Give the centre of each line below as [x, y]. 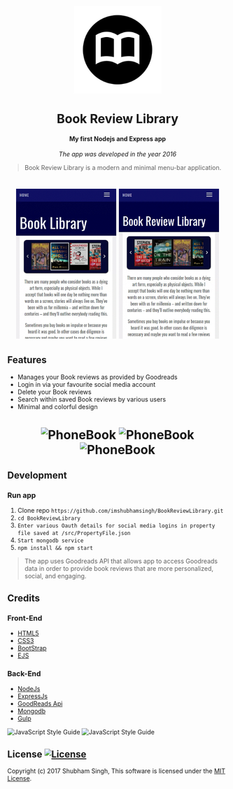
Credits [24, 598]
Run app [22, 495]
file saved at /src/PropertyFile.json [74, 534]
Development [37, 475]
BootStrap [32, 648]
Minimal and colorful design [57, 406]
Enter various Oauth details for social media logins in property [116, 526]
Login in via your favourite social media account [86, 384]
